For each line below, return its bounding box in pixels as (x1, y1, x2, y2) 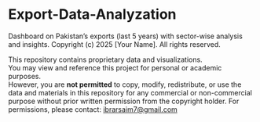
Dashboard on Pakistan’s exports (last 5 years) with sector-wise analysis (8, 31, 244, 41)
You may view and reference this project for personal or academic (8, 63, 222, 72)
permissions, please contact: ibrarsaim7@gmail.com (8, 104, 178, 114)
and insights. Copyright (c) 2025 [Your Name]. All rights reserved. (8, 39, 222, 48)
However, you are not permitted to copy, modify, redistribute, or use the (8, 80, 242, 89)
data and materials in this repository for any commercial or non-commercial (8, 88, 253, 97)
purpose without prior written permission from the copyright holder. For (8, 96, 240, 106)
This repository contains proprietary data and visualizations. (8, 55, 203, 64)
